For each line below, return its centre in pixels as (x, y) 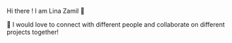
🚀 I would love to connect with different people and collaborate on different (116, 24)
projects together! (33, 32)
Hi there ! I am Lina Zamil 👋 (46, 11)
